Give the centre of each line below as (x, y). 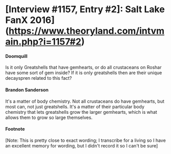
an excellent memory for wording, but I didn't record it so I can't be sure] (82, 145)
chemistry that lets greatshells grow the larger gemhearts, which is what (81, 112)
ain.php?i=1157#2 (43, 42)
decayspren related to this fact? (39, 78)
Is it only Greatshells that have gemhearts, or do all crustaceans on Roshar (83, 68)
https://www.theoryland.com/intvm (87, 31)
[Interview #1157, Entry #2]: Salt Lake (85, 9)
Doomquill (16, 56)
